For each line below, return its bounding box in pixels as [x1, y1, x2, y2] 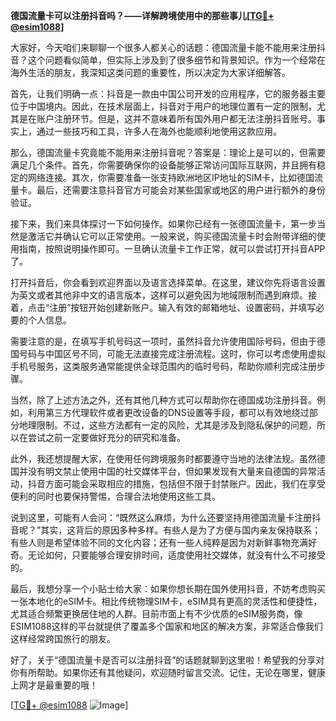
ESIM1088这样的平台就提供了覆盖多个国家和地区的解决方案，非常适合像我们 [10, 620, 323, 632]
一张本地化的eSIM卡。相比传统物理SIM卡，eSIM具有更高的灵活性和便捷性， [10, 595, 323, 607]
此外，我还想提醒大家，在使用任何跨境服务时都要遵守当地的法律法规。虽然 [10, 453, 317, 464]
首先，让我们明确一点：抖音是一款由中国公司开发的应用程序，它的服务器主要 [10, 88, 326, 99]
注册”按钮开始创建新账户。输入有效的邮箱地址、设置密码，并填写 [49, 302, 317, 313]
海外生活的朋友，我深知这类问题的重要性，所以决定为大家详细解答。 [10, 67, 291, 78]
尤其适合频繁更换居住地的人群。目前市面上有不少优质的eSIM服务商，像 [10, 608, 303, 619]
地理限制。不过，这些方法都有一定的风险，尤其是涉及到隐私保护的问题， [18, 419, 317, 431]
